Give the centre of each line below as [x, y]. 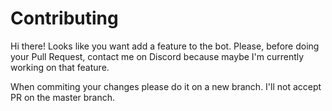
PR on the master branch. [63, 97]
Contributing [64, 18]
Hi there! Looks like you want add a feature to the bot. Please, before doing [165, 46]
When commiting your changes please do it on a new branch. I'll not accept [166, 86]
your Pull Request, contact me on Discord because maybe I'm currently [157, 56]
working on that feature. [60, 67]
